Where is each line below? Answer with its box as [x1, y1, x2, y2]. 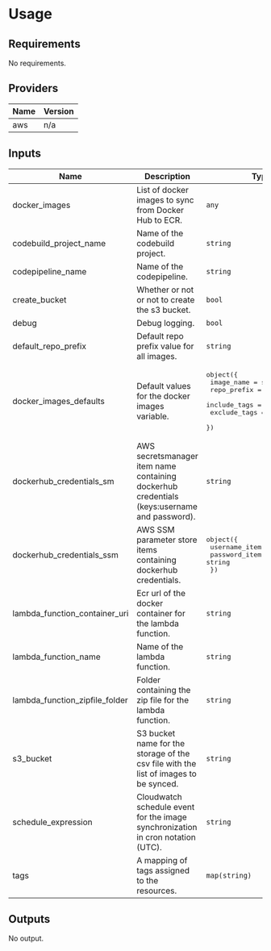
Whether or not [136, 284, 194, 295]
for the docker [136, 390, 191, 402]
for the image [136, 811, 187, 823]
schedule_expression [12, 816, 93, 828]
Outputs [8, 912, 51, 926]
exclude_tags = [210, 408, 266, 416]
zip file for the [136, 694, 190, 706]
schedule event [136, 801, 195, 812]
